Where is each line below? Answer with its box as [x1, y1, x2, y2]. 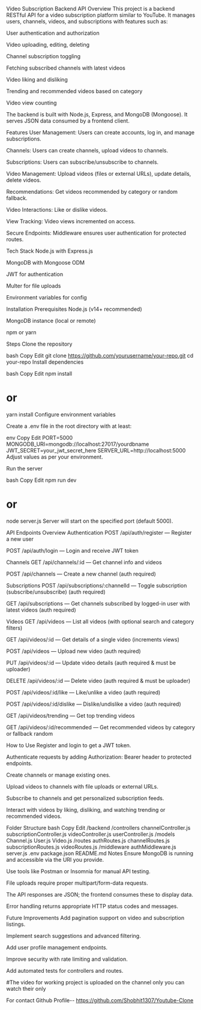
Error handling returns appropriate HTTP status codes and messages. [6, 903, 179, 910]
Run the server [6, 464, 43, 472]
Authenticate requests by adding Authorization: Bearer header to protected [6, 753, 192, 760]
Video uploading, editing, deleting [6, 41, 90, 48]
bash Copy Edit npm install [6, 370, 73, 377]
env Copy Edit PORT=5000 [6, 434, 73, 441]
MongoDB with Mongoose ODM [6, 259, 85, 266]
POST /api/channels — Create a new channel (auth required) [6, 570, 156, 577]
